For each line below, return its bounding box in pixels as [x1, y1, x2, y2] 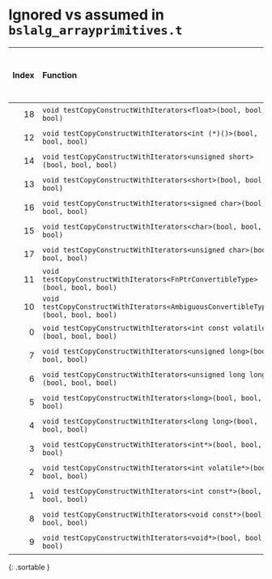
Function [42, 69, 78, 80]
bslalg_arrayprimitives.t [8, 23, 183, 38]
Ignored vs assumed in [8, 6, 164, 24]
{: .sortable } [8, 562, 50, 572]
